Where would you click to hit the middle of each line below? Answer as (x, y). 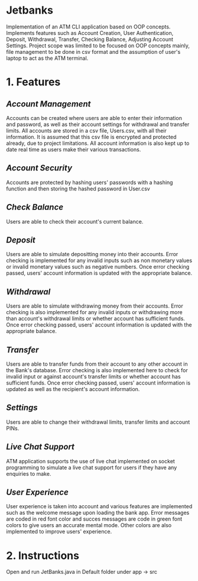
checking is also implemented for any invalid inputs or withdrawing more (94, 312)
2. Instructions (43, 555)
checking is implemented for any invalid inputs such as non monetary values (99, 260)
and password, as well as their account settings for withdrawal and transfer (98, 124)
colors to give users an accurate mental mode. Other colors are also (89, 525)
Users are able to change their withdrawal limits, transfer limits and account (98, 422)
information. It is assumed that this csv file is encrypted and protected (91, 137)
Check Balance (35, 207)
